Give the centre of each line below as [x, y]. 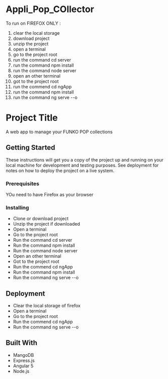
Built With [21, 343]
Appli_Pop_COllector [50, 9]
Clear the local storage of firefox [47, 306]
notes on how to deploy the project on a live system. [60, 171]
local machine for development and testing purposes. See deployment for [82, 165]
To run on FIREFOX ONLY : [33, 23]
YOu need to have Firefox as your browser [50, 194]
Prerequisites [22, 184]
